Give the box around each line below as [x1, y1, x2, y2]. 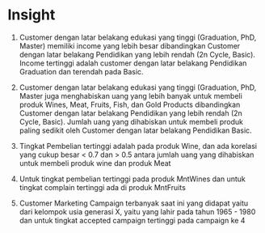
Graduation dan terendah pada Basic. [19, 66, 144, 76]
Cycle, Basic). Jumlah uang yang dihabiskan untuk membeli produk [19, 116, 244, 126]
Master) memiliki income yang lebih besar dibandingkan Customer [19, 40, 241, 50]
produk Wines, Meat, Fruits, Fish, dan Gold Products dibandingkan [19, 100, 241, 109]
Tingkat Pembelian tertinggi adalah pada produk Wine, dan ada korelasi [19, 141, 258, 150]
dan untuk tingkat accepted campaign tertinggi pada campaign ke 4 [19, 215, 246, 225]
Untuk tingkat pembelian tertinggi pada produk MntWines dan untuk [19, 174, 246, 184]
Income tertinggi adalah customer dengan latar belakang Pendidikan [19, 58, 247, 68]
